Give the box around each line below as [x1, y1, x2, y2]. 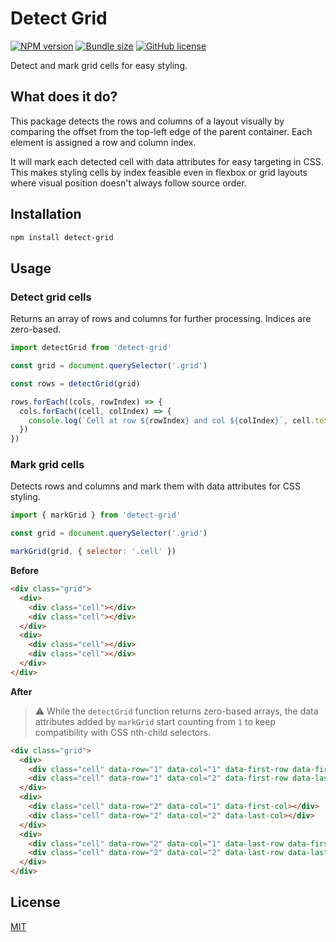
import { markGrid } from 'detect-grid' [10, 510, 182, 521]
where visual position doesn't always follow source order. [10, 177, 247, 189]
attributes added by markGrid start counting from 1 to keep [34, 715, 276, 727]
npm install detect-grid [10, 232, 114, 242]
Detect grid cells [10, 290, 92, 304]
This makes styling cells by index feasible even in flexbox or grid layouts [10, 166, 308, 178]
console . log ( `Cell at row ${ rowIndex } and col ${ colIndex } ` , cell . [28, 415, 315, 426]
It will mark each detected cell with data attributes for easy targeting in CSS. [10, 155, 324, 167]
